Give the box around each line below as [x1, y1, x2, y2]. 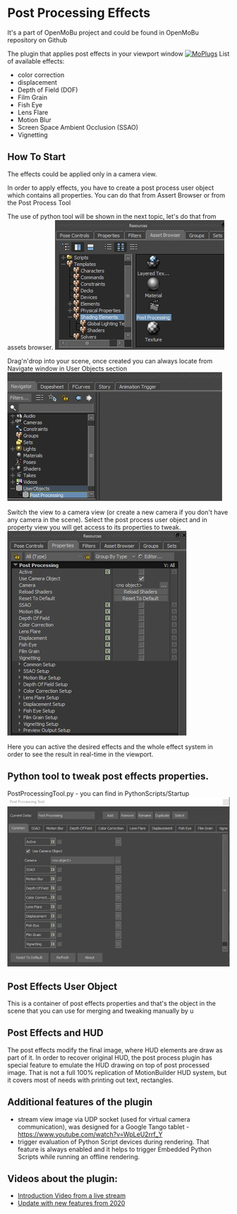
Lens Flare [17, 108, 49, 116]
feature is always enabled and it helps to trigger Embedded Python [17, 1145, 212, 1153]
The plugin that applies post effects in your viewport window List [7, 49, 230, 58]
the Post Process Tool [7, 198, 71, 207]
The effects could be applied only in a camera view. [7, 169, 157, 178]
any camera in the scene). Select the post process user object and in [7, 515, 207, 523]
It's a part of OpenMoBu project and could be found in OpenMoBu [7, 28, 200, 37]
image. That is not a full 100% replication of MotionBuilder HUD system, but [7, 1068, 227, 1076]
